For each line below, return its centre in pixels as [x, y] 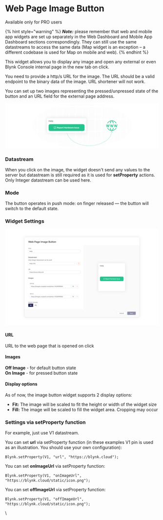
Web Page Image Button [55, 9]
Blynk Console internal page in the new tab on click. [57, 67]
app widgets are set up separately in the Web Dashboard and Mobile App [79, 37]
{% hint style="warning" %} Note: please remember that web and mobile [79, 31]
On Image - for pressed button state [41, 373]
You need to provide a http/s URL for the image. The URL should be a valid [80, 76]
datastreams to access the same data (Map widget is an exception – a [75, 47]
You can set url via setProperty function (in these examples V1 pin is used [79, 442]
